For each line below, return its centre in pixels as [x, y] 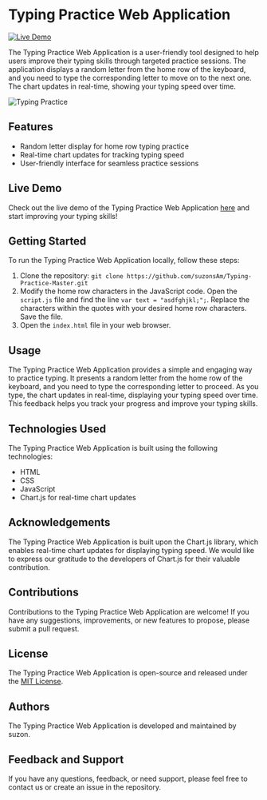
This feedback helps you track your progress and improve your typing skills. [133, 404]
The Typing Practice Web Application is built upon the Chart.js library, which [133, 542]
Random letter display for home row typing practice [104, 146]
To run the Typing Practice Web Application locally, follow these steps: [124, 261]
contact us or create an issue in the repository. [85, 787]
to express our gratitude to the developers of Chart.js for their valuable [124, 559]
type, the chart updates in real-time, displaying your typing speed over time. [133, 395]
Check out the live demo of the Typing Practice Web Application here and [129, 207]
